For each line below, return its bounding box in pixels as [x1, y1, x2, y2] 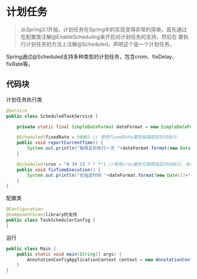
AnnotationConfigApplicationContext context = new [27, 257, 154, 263]
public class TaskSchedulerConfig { [6, 217, 96, 223]
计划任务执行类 [6, 96, 42, 103]
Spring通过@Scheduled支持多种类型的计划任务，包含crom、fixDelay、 [6, 53, 178, 60]
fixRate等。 [6, 60, 33, 68]
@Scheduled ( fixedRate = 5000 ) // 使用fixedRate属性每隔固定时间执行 [16, 135, 177, 140]
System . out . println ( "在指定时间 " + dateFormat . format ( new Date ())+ [27, 172, 189, 178]
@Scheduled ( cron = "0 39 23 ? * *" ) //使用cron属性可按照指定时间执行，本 [16, 161, 190, 167]
